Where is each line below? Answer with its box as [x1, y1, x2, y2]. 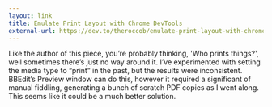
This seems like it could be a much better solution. [8, 92, 176, 101]
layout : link [8, 11, 53, 20]
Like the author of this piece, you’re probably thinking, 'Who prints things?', [8, 49, 259, 59]
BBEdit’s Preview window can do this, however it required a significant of [8, 74, 251, 84]
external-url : [8, 27, 57, 35]
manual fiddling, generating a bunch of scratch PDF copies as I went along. [8, 83, 259, 93]
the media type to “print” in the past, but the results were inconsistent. [8, 66, 243, 76]
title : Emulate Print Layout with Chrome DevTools [8, 19, 183, 27]
